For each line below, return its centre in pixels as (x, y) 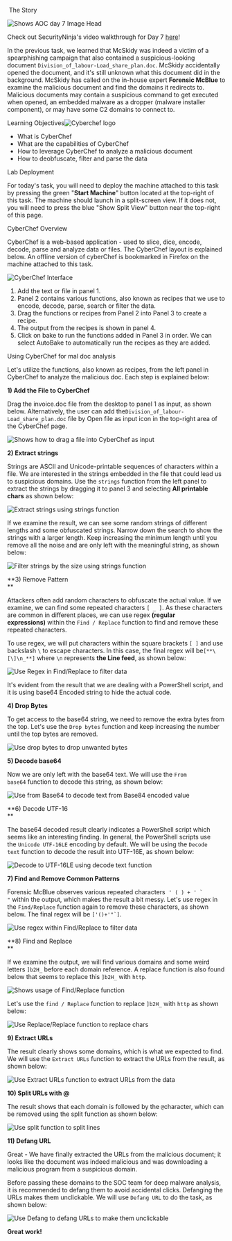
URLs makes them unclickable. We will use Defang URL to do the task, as (110, 1197)
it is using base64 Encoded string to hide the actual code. (89, 692)
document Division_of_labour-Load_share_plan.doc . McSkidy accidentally (114, 65)
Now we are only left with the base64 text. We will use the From (97, 774)
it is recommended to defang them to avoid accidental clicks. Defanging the (115, 1190)
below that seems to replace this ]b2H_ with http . (77, 977)
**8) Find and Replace (40, 941)
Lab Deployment (30, 172)
